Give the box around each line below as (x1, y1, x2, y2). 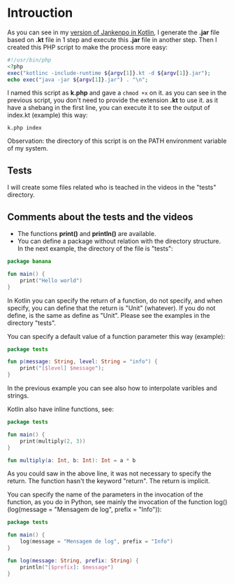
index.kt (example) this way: (7, 111, 89, 120)
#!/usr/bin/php (7, 56, 52, 64)
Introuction (7, 5, 73, 21)
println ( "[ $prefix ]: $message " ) (20, 564, 114, 571)
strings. (7, 391, 29, 400)
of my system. (7, 144, 48, 153)
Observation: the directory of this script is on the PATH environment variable (7, 137, 227, 145)
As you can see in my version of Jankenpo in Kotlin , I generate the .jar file (7, 28, 220, 36)
